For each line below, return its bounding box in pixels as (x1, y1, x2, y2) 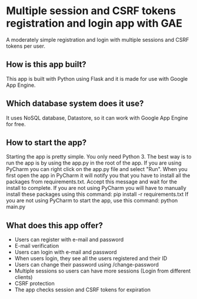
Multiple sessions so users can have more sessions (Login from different (14, 267, 191, 275)
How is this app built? (6, 60, 86, 70)
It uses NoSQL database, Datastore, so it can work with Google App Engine (6, 114, 188, 121)
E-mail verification (14, 242, 59, 249)
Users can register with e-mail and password (14, 236, 124, 243)
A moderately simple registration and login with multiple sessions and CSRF (6, 36, 189, 43)
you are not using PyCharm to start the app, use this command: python (6, 197, 178, 204)
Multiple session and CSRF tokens (6, 4, 176, 18)
